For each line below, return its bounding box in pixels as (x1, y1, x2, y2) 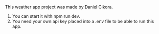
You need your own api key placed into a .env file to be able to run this (12, 19, 154, 24)
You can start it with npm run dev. (12, 13, 81, 19)
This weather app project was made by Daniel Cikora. (5, 4, 113, 10)
